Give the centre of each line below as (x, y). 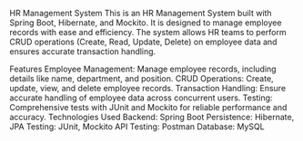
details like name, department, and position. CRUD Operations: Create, (142, 79)
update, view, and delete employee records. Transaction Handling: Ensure (148, 88)
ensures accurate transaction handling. (83, 52)
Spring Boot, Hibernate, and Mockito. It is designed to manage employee (146, 23)
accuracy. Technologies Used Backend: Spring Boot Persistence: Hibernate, (152, 117)
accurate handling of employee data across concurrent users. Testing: (141, 98)
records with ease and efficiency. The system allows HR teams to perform (148, 32)
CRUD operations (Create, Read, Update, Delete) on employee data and (143, 42)
